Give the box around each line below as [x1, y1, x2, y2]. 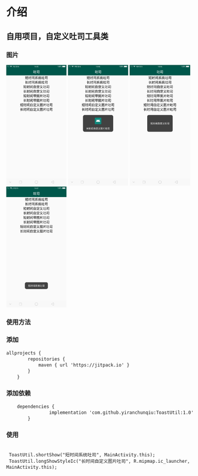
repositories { [28, 356, 66, 362]
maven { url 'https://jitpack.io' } [38, 362, 130, 368]
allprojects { [6, 350, 42, 356]
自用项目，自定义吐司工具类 [6, 31, 109, 41]
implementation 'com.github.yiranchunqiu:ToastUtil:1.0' [48, 410, 194, 416]
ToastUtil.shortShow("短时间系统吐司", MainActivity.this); [8, 451, 156, 458]
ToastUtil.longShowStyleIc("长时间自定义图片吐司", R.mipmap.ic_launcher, [8, 458, 190, 464]
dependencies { [17, 404, 55, 410]
